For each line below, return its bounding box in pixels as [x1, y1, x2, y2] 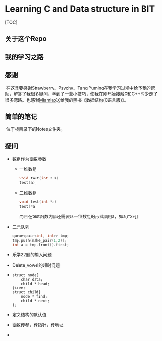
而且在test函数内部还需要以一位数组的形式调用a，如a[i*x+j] [19, 213, 138, 219]
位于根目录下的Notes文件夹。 [6, 126, 65, 132]
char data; [21, 277, 43, 282]
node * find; [21, 294, 48, 299]
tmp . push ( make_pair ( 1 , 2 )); [12, 238, 67, 243]
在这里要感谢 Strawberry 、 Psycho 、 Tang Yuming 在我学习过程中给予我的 [6, 85, 151, 90]
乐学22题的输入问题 [12, 252, 52, 258]
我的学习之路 [5, 53, 44, 61]
